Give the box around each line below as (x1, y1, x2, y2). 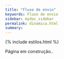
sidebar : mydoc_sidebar (5, 16, 54, 21)
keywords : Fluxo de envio (5, 12, 58, 17)
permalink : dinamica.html (5, 21, 58, 26)
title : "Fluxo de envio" (5, 7, 56, 12)
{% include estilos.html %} (5, 39, 59, 45)
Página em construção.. (5, 49, 53, 55)
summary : (5, 26, 23, 30)
